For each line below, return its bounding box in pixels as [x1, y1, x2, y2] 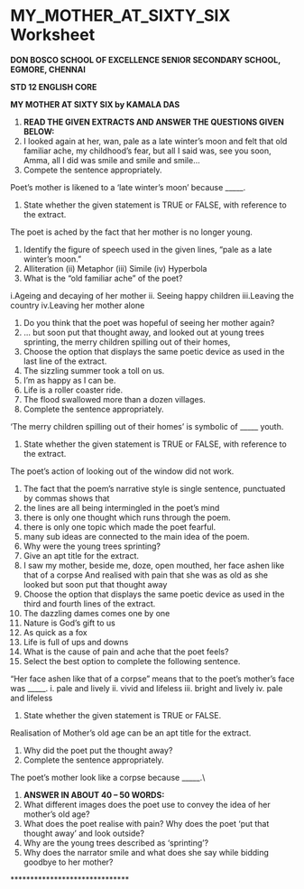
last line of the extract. [23, 356, 107, 366]
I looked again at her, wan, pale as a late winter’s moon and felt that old [23, 135, 288, 146]
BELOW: [23, 125, 55, 136]
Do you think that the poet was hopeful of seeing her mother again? [23, 317, 275, 328]
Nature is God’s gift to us [23, 617, 115, 628]
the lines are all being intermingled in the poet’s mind [23, 502, 220, 513]
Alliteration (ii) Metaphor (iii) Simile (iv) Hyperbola [23, 263, 207, 273]
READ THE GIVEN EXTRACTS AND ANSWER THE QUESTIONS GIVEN [23, 116, 285, 127]
